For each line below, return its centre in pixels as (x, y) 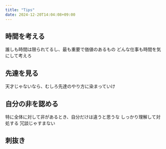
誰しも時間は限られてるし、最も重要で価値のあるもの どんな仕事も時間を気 (83, 49)
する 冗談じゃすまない (32, 123)
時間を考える (25, 36)
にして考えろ (18, 56)
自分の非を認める (32, 104)
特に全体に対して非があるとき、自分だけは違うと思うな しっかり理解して (81, 117)
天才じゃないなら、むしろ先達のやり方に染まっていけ (60, 86)
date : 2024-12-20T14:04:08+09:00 (40, 15)
